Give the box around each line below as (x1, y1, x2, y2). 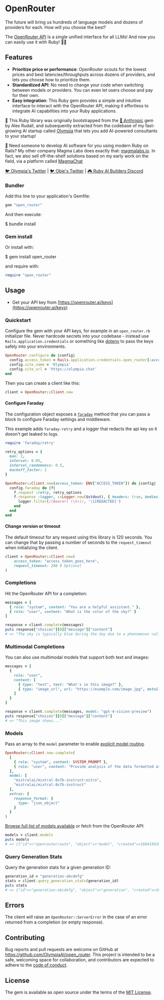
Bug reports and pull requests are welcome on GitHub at (5, 947, 119, 952)
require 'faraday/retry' (5, 440, 56, 445)
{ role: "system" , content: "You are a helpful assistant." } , (9, 605, 141, 610)
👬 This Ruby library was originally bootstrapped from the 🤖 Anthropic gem (5, 117, 154, 123)
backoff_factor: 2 (9, 467, 47, 473)
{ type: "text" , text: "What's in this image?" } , (18, 682, 123, 687)
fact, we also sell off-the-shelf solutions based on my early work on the (5, 153, 149, 159)
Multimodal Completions (5, 643, 65, 650)
